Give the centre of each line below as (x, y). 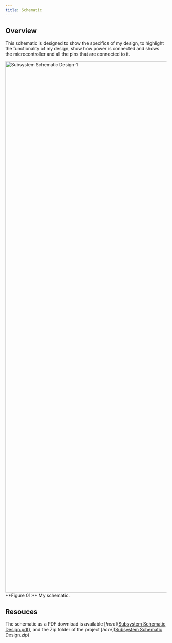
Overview (21, 31)
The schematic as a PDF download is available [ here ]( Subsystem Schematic (85, 624)
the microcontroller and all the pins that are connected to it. (68, 54)
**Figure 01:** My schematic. (38, 595)
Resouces (21, 611)
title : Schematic (24, 10)
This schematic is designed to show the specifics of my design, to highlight (85, 43)
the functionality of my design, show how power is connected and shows (82, 49)
